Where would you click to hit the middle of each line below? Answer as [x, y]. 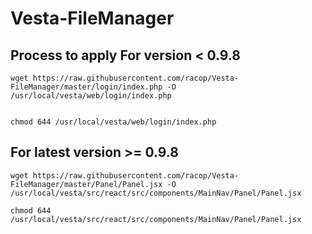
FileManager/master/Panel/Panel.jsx [86, 184]
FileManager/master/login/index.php [86, 87]
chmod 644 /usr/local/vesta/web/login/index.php [113, 122]
